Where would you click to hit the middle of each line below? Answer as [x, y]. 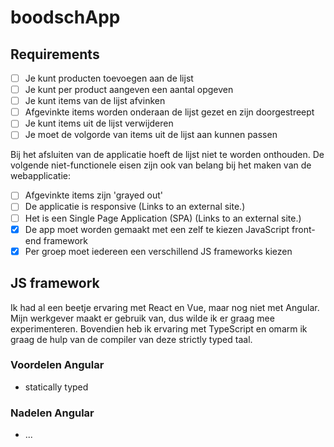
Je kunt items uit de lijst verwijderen [99, 123]
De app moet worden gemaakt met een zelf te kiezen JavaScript [157, 229]
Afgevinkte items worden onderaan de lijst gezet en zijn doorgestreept [169, 112]
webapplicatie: [41, 176]
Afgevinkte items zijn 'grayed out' [93, 195]
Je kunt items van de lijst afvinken [95, 101]
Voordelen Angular [57, 365]
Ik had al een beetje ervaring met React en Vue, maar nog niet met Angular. [165, 307]
